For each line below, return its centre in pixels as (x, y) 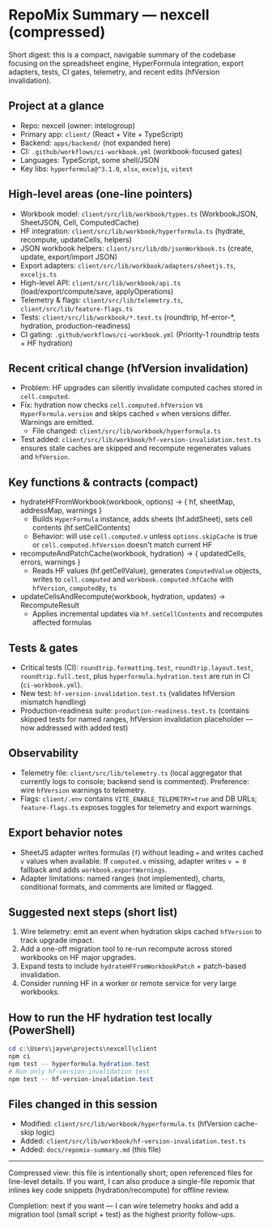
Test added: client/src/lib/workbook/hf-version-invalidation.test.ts (140, 440)
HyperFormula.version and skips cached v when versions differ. (125, 414)
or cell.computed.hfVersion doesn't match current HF (122, 545)
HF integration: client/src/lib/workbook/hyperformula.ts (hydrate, (132, 231)
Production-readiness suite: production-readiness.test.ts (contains (134, 710)
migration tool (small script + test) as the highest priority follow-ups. (122, 1215)
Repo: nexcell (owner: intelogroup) (78, 125)
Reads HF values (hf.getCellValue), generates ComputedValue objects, (147, 571)
